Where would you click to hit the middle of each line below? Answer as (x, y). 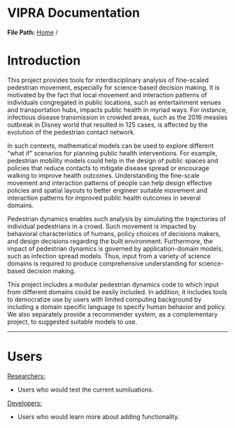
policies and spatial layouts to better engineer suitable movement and (107, 190)
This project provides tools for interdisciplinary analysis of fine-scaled (108, 80)
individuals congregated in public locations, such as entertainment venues (114, 102)
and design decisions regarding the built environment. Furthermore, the (110, 241)
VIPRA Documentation (73, 13)
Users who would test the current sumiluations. (85, 389)
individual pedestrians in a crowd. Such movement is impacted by (102, 226)
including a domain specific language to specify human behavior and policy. (117, 307)
